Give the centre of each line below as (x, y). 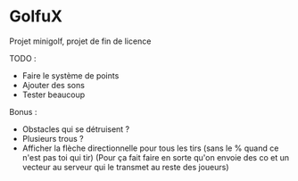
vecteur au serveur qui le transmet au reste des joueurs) (125, 167)
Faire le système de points (70, 75)
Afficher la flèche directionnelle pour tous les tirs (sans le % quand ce (150, 148)
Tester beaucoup (54, 95)
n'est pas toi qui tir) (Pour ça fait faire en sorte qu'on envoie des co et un (156, 157)
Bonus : (23, 111)
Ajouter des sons (53, 85)
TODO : (23, 58)
